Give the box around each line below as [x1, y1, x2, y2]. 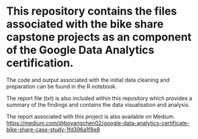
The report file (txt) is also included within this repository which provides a [6, 94, 193, 102]
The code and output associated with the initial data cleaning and [6, 76, 170, 84]
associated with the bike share [6, 17, 164, 31]
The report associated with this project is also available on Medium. [6, 113, 175, 120]
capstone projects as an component [6, 30, 192, 44]
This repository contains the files [6, 4, 177, 18]
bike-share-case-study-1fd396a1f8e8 [6, 126, 100, 133]
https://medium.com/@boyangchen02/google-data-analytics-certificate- [6, 119, 189, 126]
